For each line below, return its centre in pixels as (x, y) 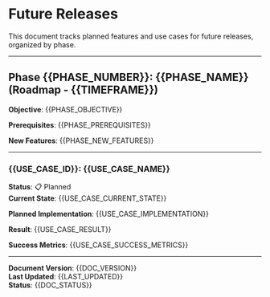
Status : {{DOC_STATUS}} (50, 285)
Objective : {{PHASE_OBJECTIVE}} (65, 109)
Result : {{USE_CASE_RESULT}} (60, 230)
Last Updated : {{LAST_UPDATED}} (65, 277)
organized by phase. (42, 44)
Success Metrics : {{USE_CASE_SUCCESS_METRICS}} (98, 245)
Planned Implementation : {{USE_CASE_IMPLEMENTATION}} (108, 214)
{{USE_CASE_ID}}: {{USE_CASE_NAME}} (89, 169)
